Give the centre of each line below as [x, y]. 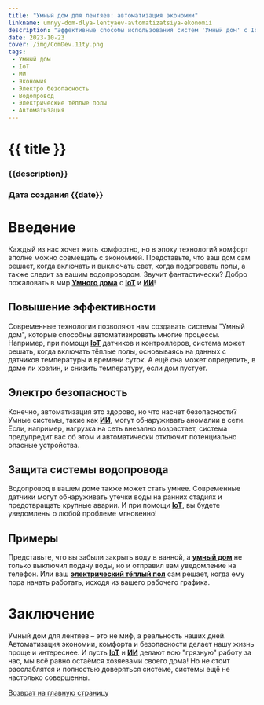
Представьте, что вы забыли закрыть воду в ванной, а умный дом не [125, 557]
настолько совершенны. [49, 677]
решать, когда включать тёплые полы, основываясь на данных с [117, 351]
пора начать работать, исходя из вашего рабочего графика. [109, 582]
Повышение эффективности [82, 307]
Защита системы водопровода [88, 470]
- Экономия [29, 81]
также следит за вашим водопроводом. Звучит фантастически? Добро [128, 274]
